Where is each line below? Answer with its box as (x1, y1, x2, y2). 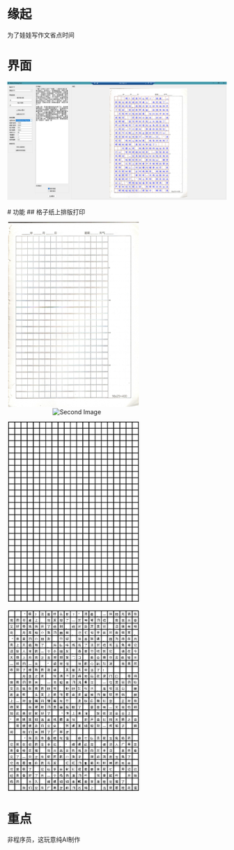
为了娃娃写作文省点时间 (7, 31, 75, 39)
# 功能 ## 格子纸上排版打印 (7, 207, 86, 216)
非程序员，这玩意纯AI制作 (7, 835, 81, 844)
